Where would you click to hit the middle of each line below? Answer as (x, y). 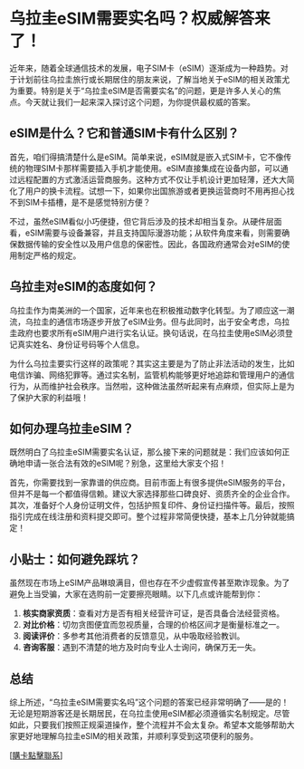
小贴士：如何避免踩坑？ (75, 559)
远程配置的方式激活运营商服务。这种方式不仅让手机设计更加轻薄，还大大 (152, 179)
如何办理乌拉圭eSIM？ (71, 428)
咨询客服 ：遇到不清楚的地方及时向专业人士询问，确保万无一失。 (141, 648)
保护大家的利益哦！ (52, 397)
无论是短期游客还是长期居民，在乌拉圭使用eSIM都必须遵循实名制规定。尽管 (150, 713)
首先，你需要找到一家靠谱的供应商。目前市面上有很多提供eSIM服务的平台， (150, 483)
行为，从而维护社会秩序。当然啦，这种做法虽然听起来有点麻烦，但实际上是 (148, 386)
